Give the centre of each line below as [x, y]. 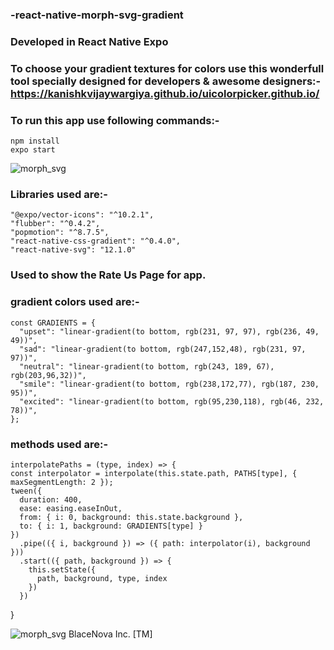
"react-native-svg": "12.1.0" [73, 250]
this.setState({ [62, 569]
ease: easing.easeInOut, [71, 508]
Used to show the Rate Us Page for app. [108, 275]
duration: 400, [51, 499]
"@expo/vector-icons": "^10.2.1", [82, 215]
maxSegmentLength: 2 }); [62, 482]
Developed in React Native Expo [89, 41]
